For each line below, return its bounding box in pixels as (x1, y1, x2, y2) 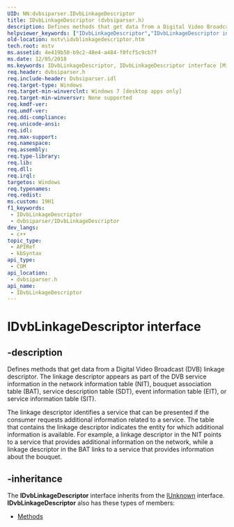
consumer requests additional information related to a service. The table (7, 415, 214, 424)
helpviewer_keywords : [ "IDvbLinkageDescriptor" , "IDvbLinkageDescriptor (7, 29, 219, 37)
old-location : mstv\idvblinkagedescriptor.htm (7, 36, 145, 43)
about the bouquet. (7, 452, 63, 461)
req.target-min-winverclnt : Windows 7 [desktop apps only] (7, 88, 182, 95)
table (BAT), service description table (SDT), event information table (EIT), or (7, 388, 227, 396)
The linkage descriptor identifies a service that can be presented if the (7, 408, 210, 417)
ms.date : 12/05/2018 (7, 56, 68, 63)
